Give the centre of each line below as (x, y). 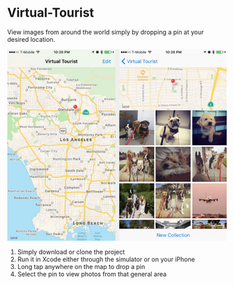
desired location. (31, 39)
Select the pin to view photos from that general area (92, 274)
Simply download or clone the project (71, 252)
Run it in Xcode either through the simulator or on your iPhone (106, 259)
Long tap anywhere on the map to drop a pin (81, 266)
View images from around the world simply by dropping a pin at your (106, 32)
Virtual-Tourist (51, 13)
